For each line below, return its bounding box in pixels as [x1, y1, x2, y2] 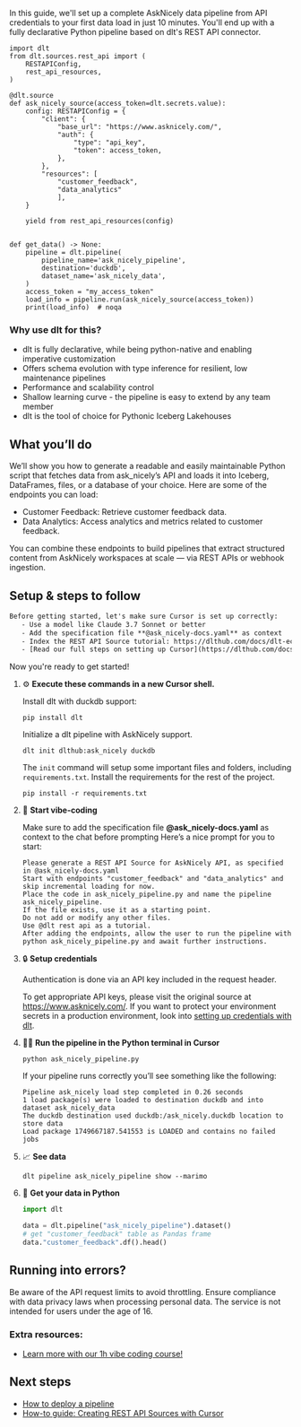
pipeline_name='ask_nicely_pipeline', [41, 256, 186, 265]
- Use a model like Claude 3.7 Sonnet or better [21, 620, 206, 629]
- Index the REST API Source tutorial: [21, 637, 170, 646]
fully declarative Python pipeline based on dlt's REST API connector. [9, 27, 262, 37]
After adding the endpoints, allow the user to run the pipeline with [21, 929, 292, 938]
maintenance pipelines [21, 372, 106, 384]
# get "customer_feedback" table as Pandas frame [21, 1230, 212, 1239]
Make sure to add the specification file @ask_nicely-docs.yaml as [21, 822, 270, 833]
